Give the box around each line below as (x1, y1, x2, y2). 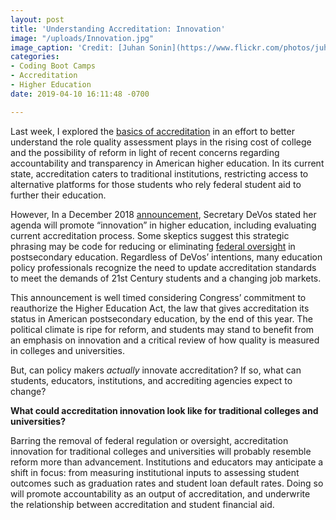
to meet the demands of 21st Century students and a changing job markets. (10, 272, 322, 284)
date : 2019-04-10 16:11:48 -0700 (10, 89, 150, 99)
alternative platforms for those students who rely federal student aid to (10, 178, 302, 190)
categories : (10, 52, 60, 62)
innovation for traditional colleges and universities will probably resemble (10, 445, 312, 457)
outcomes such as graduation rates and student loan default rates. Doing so (10, 477, 324, 489)
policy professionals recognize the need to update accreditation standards (10, 261, 317, 273)
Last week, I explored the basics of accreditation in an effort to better (10, 125, 295, 137)
